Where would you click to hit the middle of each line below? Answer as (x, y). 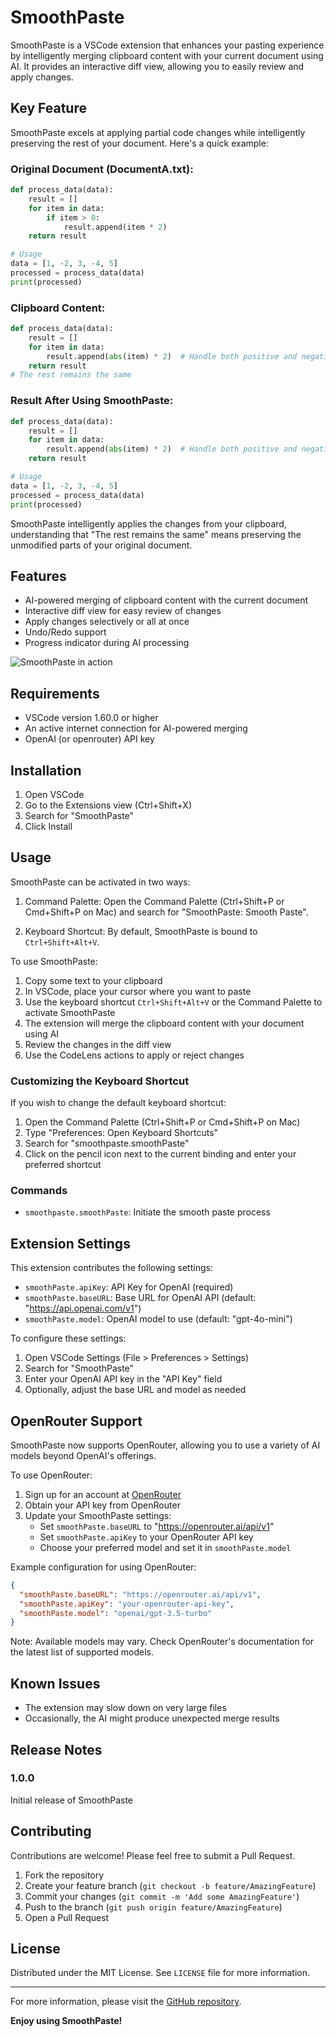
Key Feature (48, 108)
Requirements (55, 693)
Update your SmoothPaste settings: (98, 1515)
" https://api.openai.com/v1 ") (83, 1308)
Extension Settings (70, 1243)
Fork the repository (64, 1875)
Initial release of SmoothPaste (72, 1800)
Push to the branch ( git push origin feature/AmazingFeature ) (153, 1907)
